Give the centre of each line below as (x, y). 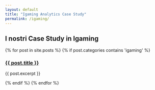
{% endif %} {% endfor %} (32, 83)
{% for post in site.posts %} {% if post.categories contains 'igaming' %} (78, 50)
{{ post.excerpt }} (23, 73)
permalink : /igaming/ (27, 19)
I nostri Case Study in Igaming (52, 38)
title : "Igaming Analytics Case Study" (46, 14)
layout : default (22, 10)
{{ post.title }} (22, 63)
